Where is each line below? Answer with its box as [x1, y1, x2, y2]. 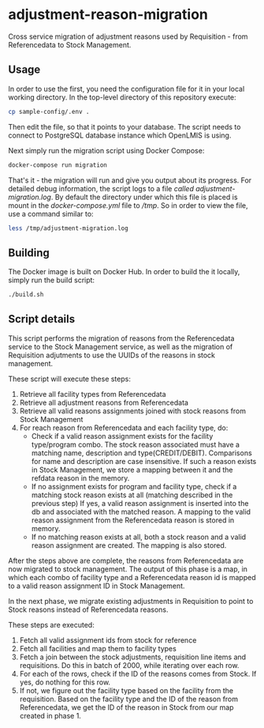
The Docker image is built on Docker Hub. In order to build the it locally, [8, 267, 240, 277]
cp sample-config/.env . [8, 108, 90, 115]
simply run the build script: [8, 275, 95, 285]
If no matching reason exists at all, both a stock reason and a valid [31, 532, 247, 541]
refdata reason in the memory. [31, 473, 130, 483]
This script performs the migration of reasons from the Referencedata [8, 334, 235, 343]
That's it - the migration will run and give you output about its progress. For [8, 175, 252, 185]
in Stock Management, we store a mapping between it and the [31, 465, 234, 474]
